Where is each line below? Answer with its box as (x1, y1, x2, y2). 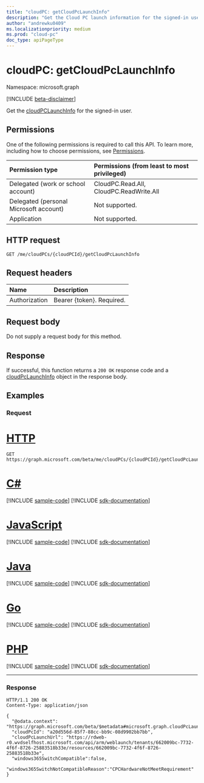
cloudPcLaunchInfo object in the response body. (6, 373, 128, 380)
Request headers (6, 267, 73, 278)
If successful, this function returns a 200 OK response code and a (6, 367, 169, 374)
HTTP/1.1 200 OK (6, 697, 47, 703)
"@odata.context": (12, 719, 59, 725)
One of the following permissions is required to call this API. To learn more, (6, 140, 194, 148)
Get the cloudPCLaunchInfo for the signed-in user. (6, 107, 132, 114)
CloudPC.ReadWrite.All (93, 187, 160, 195)
